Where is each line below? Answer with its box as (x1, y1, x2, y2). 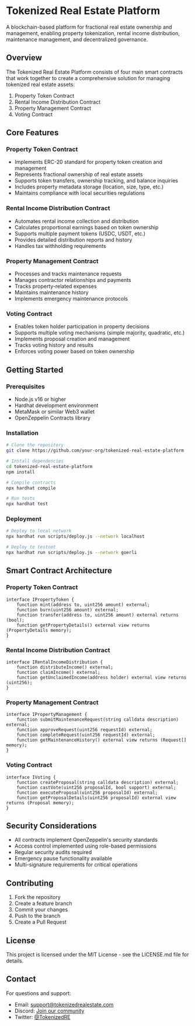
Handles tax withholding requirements (14, 242, 106, 249)
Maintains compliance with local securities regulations (14, 190, 145, 197)
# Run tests (6, 495, 35, 501)
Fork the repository (14, 894, 61, 901)
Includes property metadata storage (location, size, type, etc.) (14, 183, 164, 191)
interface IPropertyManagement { (6, 712, 88, 718)
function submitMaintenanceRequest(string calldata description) (16, 717, 179, 723)
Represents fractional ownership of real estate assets (14, 171, 143, 178)
